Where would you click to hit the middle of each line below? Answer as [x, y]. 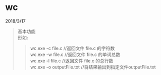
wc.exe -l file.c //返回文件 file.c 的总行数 [72, 60]
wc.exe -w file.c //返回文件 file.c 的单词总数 [75, 54]
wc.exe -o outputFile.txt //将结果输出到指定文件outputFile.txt [93, 67]
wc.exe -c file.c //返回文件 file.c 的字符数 [72, 48]
